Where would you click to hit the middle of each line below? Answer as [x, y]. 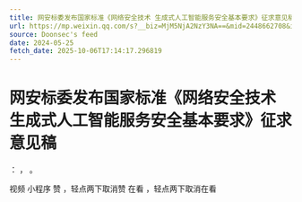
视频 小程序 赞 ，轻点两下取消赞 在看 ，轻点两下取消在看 [113, 189]
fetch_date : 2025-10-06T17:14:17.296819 [86, 51]
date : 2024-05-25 [42, 43]
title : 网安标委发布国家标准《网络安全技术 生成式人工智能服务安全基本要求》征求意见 [149, 18]
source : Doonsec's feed [54, 34]
